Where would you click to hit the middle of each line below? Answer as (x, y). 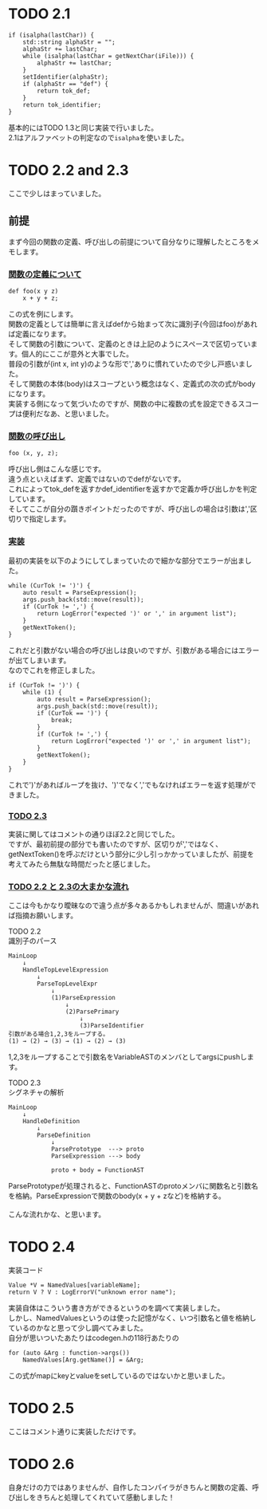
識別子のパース (33, 941)
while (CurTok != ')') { (49, 586)
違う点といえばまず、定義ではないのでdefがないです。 (97, 479)
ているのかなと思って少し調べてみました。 (78, 1328)
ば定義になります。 (39, 334)
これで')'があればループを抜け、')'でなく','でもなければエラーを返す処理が (129, 784)
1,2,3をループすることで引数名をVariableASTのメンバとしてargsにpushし (128, 1057)
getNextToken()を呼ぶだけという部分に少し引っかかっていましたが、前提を (132, 854)
